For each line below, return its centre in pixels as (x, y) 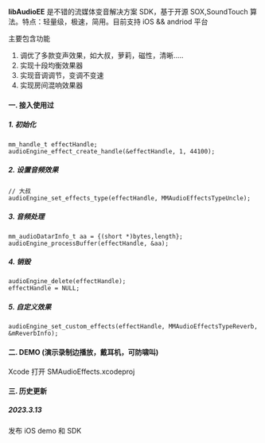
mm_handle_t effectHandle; (53, 144)
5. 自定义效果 (30, 307)
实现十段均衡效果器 (51, 65)
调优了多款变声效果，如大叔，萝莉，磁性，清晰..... (101, 55)
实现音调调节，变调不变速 (62, 75)
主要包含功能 (29, 39)
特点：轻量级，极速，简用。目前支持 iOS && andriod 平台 (115, 21)
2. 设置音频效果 (33, 170)
